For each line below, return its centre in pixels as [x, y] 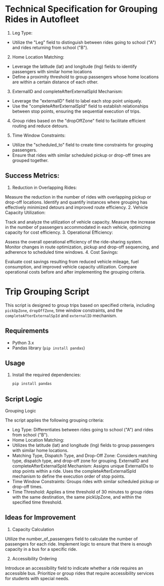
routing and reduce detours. [40, 126]
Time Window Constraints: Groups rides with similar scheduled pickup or [85, 481]
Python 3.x [23, 343]
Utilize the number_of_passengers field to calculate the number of [72, 539]
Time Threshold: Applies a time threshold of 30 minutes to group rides [83, 492]
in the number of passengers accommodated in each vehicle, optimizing [78, 227]
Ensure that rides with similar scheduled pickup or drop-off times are [81, 155]
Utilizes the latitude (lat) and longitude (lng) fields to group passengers [83, 445]
